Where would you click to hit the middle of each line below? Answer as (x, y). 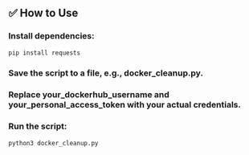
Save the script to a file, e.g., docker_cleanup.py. (106, 73)
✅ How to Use (43, 13)
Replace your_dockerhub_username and (89, 95)
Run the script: (38, 126)
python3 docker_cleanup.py (53, 143)
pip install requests (45, 53)
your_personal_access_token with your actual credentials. (124, 105)
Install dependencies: (51, 36)
